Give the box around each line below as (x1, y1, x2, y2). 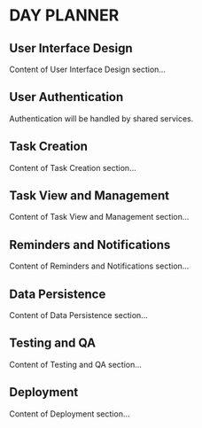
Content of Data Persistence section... (9, 310, 148, 321)
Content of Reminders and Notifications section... (9, 261, 190, 271)
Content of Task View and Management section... (9, 212, 190, 222)
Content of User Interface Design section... (9, 64, 167, 74)
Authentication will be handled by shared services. (9, 113, 194, 124)
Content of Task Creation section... (9, 162, 136, 173)
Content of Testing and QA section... (9, 359, 142, 370)
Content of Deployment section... (9, 409, 130, 419)
